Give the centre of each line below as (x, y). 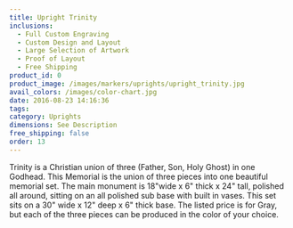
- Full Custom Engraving (63, 34)
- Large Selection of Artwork (73, 51)
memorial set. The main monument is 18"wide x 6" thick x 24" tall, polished (147, 186)
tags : (19, 109)
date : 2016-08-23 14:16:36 (59, 100)
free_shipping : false (49, 134)
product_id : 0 (36, 76)
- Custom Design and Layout (69, 42)
